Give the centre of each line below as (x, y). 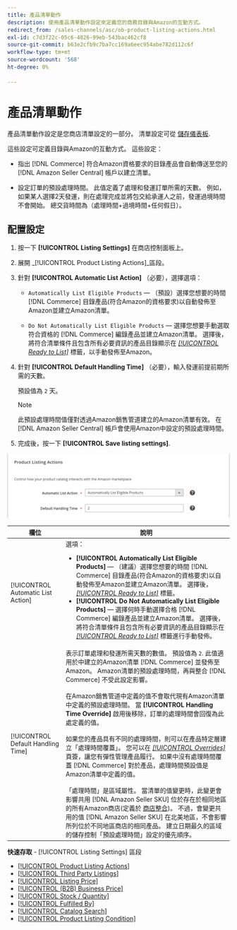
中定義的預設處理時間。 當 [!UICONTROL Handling (140, 705)
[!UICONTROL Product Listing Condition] (77, 918)
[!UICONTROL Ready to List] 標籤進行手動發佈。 (146, 635)
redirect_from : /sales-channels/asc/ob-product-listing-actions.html (112, 30)
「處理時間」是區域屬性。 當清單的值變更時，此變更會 (144, 791)
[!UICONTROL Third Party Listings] (68, 873)
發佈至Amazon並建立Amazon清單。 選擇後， (147, 584)
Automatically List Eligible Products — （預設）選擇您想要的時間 (127, 293)
